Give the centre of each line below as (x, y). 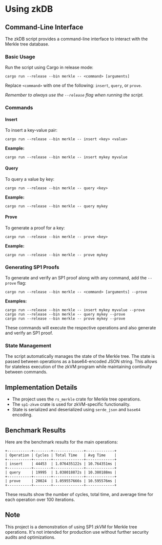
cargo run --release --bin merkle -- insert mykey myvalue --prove (75, 310)
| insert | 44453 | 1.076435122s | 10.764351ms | (61, 464)
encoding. (22, 415)
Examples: (16, 301)
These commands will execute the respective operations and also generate (81, 328)
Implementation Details (41, 387)
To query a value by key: (30, 179)
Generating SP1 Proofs (32, 267)
